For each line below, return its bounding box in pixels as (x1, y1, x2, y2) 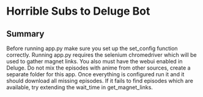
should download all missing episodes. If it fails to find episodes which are (6, 77, 194, 84)
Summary (6, 29, 45, 39)
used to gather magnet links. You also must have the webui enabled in (6, 58, 183, 65)
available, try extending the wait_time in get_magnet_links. (6, 84, 153, 91)
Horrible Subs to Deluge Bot (6, 4, 150, 18)
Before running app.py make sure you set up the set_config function (6, 45, 179, 52)
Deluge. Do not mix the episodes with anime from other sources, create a (6, 64, 191, 71)
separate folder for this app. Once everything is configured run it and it (6, 71, 185, 77)
